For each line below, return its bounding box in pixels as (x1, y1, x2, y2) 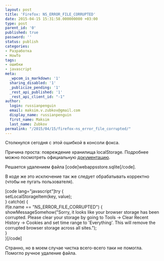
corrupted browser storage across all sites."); (5, 225, 97, 231)
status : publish (5, 39, 38, 44)
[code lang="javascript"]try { (5, 188, 64, 195)
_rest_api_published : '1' (9, 90, 63, 95)
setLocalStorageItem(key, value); (5, 194, 72, 199)
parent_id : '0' (5, 26, 36, 31)
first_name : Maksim (9, 117, 50, 122)
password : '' (5, 35, 32, 40)
